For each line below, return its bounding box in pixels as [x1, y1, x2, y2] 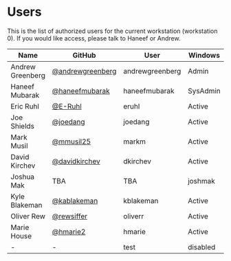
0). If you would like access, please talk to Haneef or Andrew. [7, 34, 181, 42]
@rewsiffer [52, 211, 88, 220]
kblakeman [123, 196, 159, 205]
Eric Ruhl [10, 101, 40, 111]
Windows [188, 50, 220, 60]
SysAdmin [188, 86, 221, 95]
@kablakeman [52, 196, 98, 205]
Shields [10, 121, 35, 130]
